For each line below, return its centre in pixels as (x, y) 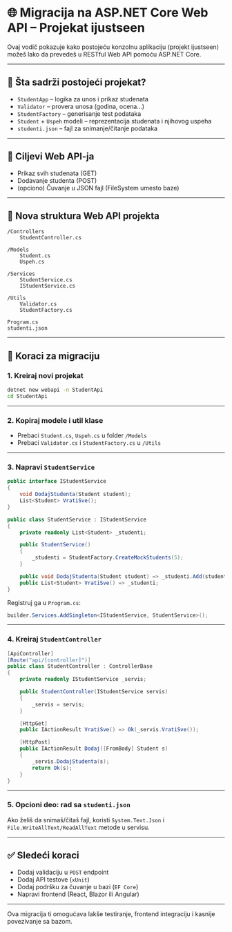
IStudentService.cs (48, 286)
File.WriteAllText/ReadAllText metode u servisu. (78, 827)
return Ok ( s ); (52, 768)
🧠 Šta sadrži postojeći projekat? (77, 82)
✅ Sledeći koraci (43, 856)
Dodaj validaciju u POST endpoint (63, 872)
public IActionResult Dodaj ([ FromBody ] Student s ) (94, 749)
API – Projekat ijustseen (76, 28)
